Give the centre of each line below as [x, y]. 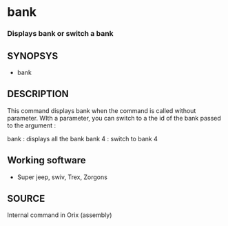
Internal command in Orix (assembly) [60, 215]
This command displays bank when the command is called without [102, 110]
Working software [46, 160]
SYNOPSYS [33, 56]
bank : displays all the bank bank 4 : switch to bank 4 [83, 138]
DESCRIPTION [38, 94]
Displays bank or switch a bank [60, 34]
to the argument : [32, 125]
